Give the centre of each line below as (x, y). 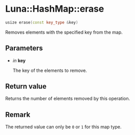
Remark (18, 114)
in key (19, 60)
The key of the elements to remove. (50, 70)
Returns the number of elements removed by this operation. (68, 99)
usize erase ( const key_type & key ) (42, 22)
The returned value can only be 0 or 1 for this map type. (63, 127)
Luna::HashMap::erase (55, 9)
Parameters (24, 48)
